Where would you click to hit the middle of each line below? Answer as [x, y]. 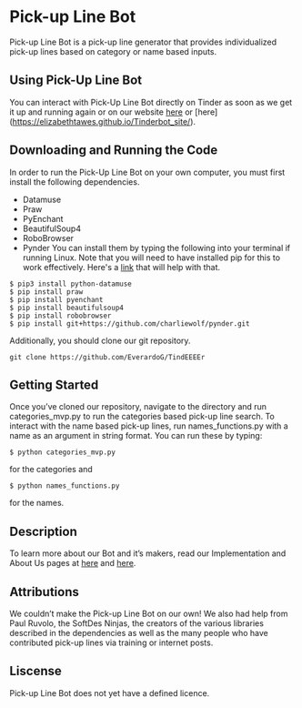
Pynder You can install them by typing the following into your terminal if [156, 248]
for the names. [37, 503]
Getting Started [54, 384]
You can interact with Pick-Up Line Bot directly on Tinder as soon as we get [151, 102]
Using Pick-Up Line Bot [76, 81]
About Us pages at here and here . [73, 563]
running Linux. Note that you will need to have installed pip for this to [151, 258]
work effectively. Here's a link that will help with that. [121, 267]
